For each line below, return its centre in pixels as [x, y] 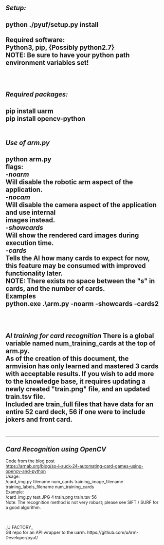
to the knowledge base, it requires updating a [75, 381]
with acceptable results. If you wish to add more [80, 374]
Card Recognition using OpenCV [56, 449]
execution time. [30, 243]
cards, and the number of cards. [55, 289]
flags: [15, 167]
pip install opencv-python [46, 119]
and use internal [31, 213]
